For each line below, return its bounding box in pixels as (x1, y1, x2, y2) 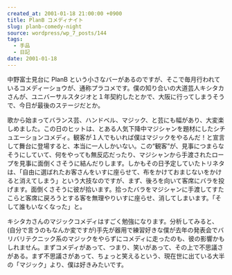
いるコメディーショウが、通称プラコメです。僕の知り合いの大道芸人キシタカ (7, 84, 225, 92)
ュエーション (7, 133, 44, 141)
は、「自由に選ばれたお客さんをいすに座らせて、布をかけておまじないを (7, 168, 210, 176)
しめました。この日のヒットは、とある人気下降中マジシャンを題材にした (7, 124, 213, 132)
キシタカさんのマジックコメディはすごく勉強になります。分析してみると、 (7, 217, 218, 225)
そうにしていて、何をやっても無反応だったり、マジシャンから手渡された (7, 150, 213, 159)
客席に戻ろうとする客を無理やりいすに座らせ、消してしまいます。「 (25, 193, 216, 202)
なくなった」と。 (37, 202, 87, 211)
